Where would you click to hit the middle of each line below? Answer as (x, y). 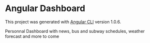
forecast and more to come (32, 36)
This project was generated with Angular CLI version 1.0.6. (63, 22)
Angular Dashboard (45, 8)
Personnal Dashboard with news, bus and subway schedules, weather (75, 31)
